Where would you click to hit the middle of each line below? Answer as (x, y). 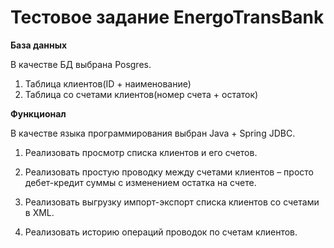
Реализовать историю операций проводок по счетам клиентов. (161, 232)
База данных (39, 45)
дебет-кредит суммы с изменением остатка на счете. (140, 182)
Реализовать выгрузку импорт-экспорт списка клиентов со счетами (172, 202)
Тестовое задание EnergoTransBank (167, 17)
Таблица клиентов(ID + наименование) (108, 83)
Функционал (38, 113)
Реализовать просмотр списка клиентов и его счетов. (141, 152)
